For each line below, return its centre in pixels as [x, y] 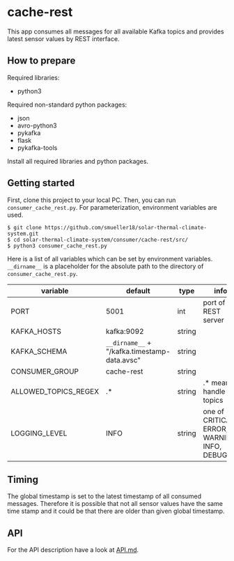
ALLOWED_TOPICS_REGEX [55, 391]
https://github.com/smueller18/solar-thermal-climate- [126, 227]
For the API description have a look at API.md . [73, 550]
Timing [23, 479]
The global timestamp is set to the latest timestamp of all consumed [104, 496]
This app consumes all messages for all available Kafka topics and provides [116, 31]
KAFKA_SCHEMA [39, 351]
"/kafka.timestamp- [138, 351]
